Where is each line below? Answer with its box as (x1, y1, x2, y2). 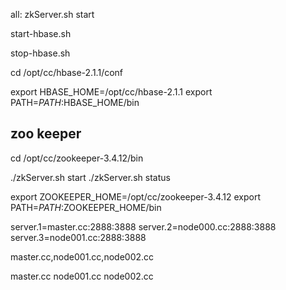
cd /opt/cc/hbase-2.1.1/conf (10, 67, 124, 78)
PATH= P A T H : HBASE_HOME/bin (10, 97, 140, 108)
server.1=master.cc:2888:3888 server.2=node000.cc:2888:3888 (10, 220, 277, 233)
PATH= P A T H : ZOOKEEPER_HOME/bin (10, 201, 162, 213)
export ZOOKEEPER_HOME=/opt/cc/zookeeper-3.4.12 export (10, 190, 261, 203)
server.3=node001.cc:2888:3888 (10, 231, 147, 243)
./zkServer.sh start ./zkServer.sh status (10, 171, 171, 183)
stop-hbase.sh (10, 47, 71, 59)
